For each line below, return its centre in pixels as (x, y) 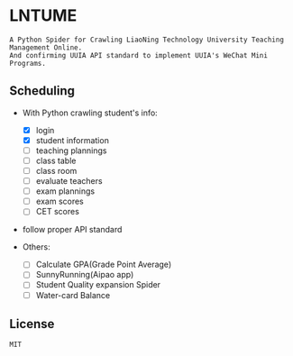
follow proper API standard (72, 230)
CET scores (57, 212)
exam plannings (65, 191)
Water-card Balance (73, 295)
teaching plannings (71, 151)
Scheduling (42, 91)
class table (56, 160)
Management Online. (46, 47)
